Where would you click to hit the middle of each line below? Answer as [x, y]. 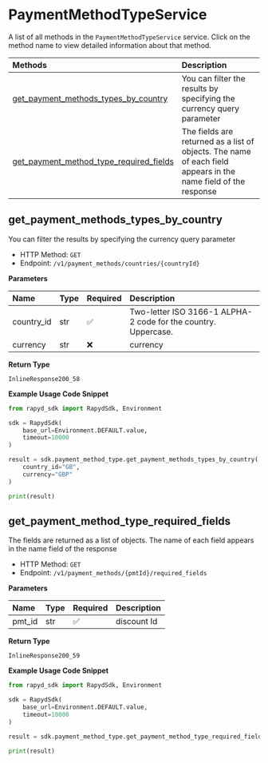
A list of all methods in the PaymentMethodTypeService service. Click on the [129, 37]
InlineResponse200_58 [44, 379]
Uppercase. [152, 332]
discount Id [136, 622]
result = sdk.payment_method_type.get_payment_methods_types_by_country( [134, 460]
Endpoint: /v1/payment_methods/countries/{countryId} [110, 263]
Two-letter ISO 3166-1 [174, 312]
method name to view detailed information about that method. [110, 45]
